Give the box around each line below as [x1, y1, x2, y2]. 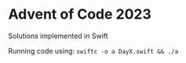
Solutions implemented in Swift [8, 31, 108, 40]
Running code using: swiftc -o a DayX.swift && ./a [8, 46, 179, 55]
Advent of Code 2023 [8, 5, 151, 23]
